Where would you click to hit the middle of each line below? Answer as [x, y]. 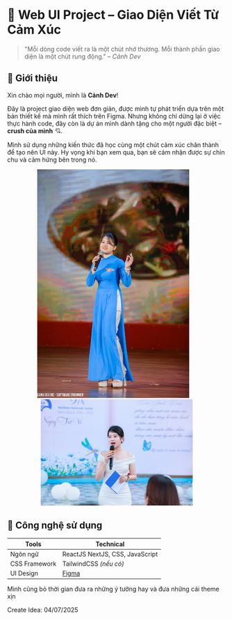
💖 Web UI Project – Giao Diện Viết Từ [113, 15]
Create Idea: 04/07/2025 [43, 610]
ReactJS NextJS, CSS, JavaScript [110, 554]
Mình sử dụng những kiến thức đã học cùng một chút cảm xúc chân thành [113, 145]
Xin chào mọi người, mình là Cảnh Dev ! [63, 95]
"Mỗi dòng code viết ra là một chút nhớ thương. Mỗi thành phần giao [122, 49]
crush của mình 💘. [35, 131]
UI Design [24, 573]
